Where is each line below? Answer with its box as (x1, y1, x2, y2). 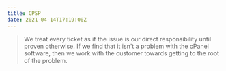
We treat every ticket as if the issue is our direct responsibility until (23, 34, 212, 43)
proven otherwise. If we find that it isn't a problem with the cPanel (23, 42, 210, 50)
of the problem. (23, 56, 68, 64)
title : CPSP (7, 9, 41, 17)
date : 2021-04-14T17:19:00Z (7, 16, 87, 23)
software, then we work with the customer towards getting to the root (23, 49, 220, 57)
